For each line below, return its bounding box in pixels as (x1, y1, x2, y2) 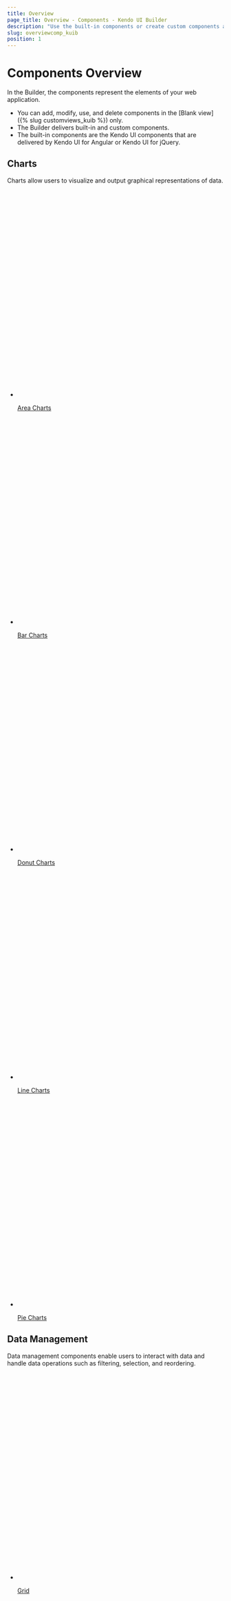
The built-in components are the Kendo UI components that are (16, 131, 197, 139)
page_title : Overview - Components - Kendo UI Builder (7, 17, 168, 23)
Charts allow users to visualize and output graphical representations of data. (7, 176, 223, 185)
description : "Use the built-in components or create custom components (7, 23, 220, 30)
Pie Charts (16, 1313, 47, 1321)
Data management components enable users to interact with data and (7, 1352, 205, 1360)
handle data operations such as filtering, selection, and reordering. (7, 1359, 196, 1367)
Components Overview (7, 65, 142, 81)
